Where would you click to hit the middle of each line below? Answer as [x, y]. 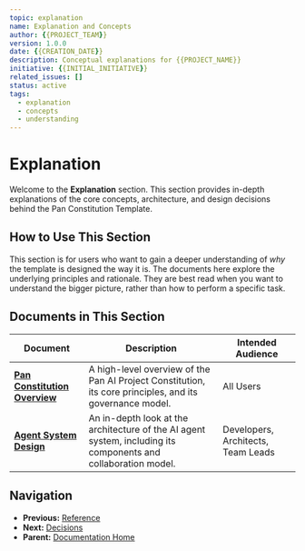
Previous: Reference [61, 517]
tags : [20, 94]
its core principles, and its [143, 392]
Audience [257, 354]
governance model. [130, 403]
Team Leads [248, 452]
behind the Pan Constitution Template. [81, 209]
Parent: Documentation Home [79, 536]
